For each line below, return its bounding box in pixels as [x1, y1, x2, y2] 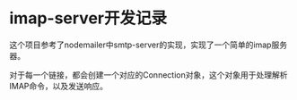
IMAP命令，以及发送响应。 [9, 80, 109, 91]
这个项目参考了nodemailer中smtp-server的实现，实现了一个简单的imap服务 [9, 39, 288, 50]
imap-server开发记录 [9, 8, 168, 29]
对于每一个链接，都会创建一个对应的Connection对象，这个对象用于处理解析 [9, 69, 288, 80]
